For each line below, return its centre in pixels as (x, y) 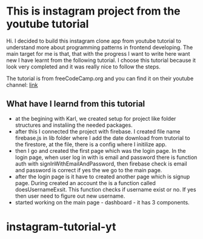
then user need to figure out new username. (70, 196)
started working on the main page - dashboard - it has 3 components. (102, 202)
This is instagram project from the (93, 11)
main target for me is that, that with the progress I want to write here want (98, 53)
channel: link (22, 85)
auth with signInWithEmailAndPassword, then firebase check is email (101, 163)
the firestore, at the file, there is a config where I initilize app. (91, 144)
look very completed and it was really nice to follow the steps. (83, 66)
